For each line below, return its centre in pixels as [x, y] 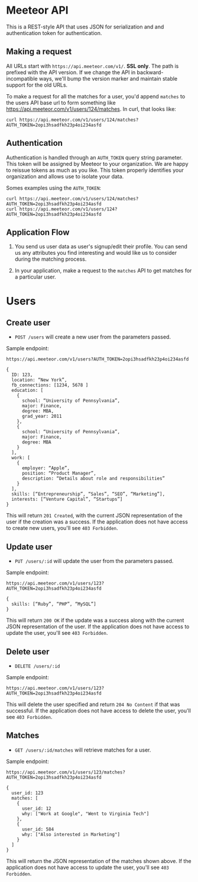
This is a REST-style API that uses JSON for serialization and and [85, 27]
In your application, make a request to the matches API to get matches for [103, 271]
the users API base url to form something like [61, 103]
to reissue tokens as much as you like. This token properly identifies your [95, 170]
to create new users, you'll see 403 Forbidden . [62, 528]
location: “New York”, [39, 380]
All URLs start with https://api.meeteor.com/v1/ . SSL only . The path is [92, 66]
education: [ [27, 391]
